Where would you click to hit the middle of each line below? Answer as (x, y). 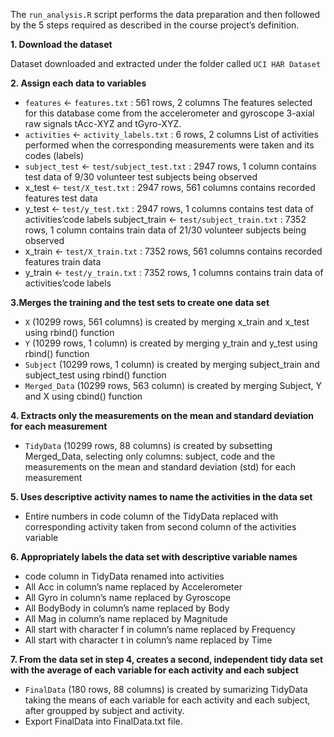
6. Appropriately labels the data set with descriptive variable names (154, 557)
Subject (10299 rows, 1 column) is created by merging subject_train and (172, 364)
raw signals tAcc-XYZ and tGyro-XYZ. (103, 123)
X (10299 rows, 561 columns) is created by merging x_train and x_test (167, 322)
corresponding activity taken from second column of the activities (160, 527)
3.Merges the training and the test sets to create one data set (140, 302)
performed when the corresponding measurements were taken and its (169, 145)
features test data (61, 198)
